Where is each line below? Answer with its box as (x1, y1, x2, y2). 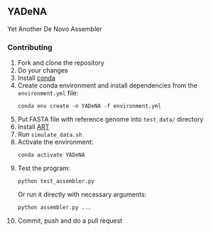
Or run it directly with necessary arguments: (17, 190, 147, 199)
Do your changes (17, 66, 69, 75)
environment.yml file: (17, 89, 79, 97)
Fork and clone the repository (17, 58, 104, 67)
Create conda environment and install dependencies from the (17, 81, 198, 90)
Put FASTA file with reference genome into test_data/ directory (17, 115, 204, 124)
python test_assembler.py (17, 178, 94, 185)
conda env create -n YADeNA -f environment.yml (17, 102, 161, 110)
